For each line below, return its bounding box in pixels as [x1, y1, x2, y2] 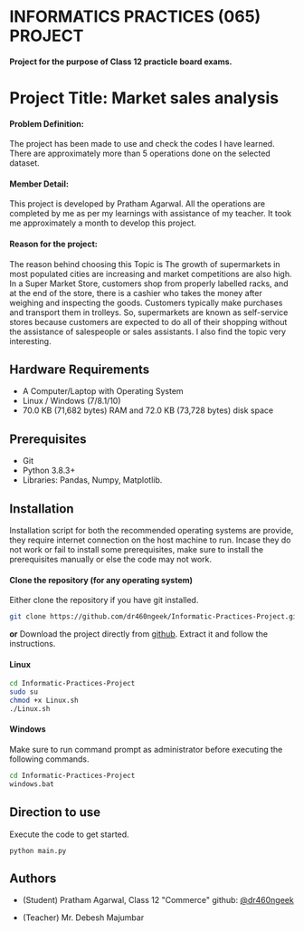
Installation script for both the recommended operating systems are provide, [9, 525, 294, 536]
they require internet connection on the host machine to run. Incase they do [9, 534, 291, 545]
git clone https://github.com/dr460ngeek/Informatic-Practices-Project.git [9, 612, 301, 621]
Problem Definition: [9, 118, 84, 129]
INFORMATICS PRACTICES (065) [9, 6, 261, 27]
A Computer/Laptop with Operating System [22, 386, 184, 397]
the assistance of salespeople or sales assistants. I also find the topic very [9, 326, 287, 337]
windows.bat [9, 779, 54, 789]
